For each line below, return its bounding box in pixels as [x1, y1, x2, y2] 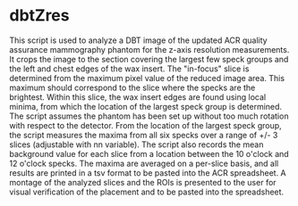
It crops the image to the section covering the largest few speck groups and [9, 54, 289, 64]
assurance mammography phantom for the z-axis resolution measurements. [9, 44, 290, 54]
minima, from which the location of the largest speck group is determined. [9, 101, 283, 111]
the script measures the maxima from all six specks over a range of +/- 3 [9, 129, 278, 140]
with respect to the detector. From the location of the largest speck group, [9, 119, 282, 130]
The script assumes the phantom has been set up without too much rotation [9, 111, 289, 121]
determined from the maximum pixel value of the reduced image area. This [9, 72, 285, 83]
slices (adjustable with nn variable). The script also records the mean [9, 139, 264, 150]
